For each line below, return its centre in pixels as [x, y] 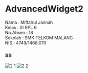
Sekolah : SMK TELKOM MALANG [39, 38]
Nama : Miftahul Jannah [29, 22]
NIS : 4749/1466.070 [26, 43]
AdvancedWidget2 [44, 9]
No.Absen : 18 [19, 32]
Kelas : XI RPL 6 [21, 27]
